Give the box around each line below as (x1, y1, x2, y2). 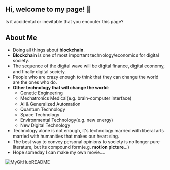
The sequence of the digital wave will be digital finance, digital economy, (12, 63, 165, 69)
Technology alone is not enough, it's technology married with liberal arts (12, 127, 164, 133)
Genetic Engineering (20, 90, 63, 96)
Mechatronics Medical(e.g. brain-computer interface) (20, 95, 132, 101)
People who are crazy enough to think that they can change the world (12, 74, 159, 80)
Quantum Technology (20, 106, 66, 112)
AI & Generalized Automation (20, 100, 81, 107)
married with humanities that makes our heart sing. (12, 133, 119, 139)
